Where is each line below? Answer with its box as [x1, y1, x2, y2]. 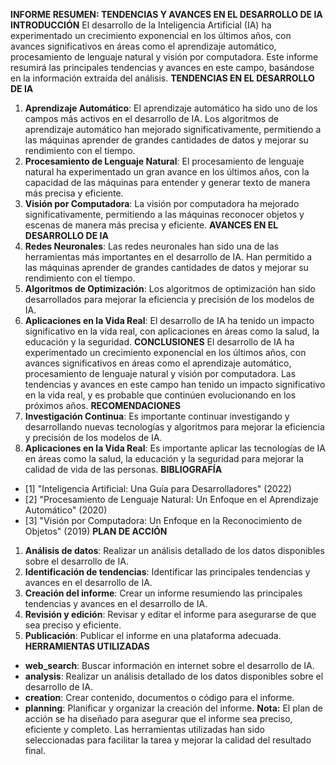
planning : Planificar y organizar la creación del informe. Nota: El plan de [24, 702, 323, 714]
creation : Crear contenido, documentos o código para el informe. [24, 692, 295, 703]
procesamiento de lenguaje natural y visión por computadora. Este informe [10, 51, 319, 63]
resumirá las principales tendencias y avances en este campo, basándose [10, 62, 315, 73]
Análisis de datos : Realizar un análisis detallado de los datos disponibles [24, 545, 325, 556]
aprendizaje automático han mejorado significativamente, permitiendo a [24, 124, 322, 135]
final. [24, 745, 46, 756]
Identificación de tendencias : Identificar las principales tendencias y [24, 566, 311, 578]
